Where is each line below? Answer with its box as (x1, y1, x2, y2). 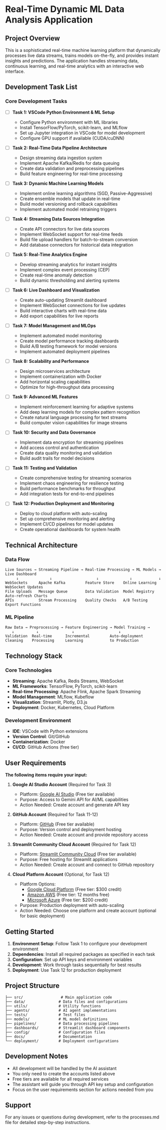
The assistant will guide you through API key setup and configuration (12, 1081, 154, 1087)
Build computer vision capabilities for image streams (19, 420, 128, 426)
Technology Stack (5, 651, 63, 660)
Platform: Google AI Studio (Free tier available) (19, 791, 115, 797)
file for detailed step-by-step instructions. (5, 1120, 90, 1126)
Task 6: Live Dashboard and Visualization (12, 287, 100, 293)
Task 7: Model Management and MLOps (12, 323, 96, 329)
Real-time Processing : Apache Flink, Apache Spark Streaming (12, 689, 141, 695)
